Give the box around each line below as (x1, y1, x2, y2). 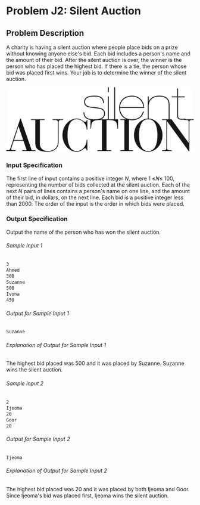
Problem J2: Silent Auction (6, 4, 141, 18)
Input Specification (6, 161, 62, 169)
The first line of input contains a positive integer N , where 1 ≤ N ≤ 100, (6, 175, 174, 182)
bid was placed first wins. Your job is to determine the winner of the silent (6, 69, 187, 76)
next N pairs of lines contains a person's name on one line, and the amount (6, 187, 190, 194)
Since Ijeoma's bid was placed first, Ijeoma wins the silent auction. (6, 492, 169, 499)
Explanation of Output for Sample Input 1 (6, 341, 107, 348)
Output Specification (6, 215, 68, 223)
